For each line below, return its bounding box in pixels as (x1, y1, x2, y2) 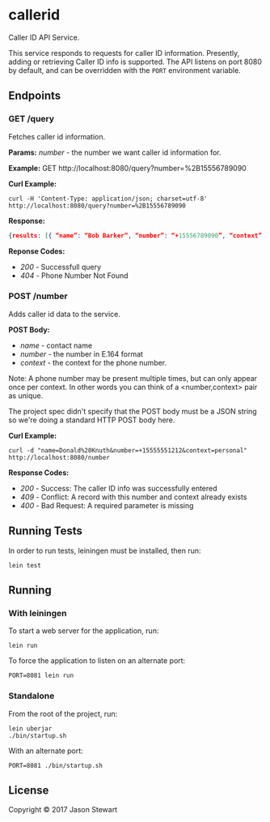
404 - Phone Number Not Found (19, 270, 129, 280)
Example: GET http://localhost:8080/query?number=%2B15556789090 (8, 163, 247, 173)
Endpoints (8, 89, 61, 103)
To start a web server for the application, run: (8, 626, 159, 636)
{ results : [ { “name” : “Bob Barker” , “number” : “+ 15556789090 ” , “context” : (8, 231, 266, 240)
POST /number (8, 290, 68, 302)
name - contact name (19, 340, 93, 350)
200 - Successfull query (19, 262, 102, 272)
